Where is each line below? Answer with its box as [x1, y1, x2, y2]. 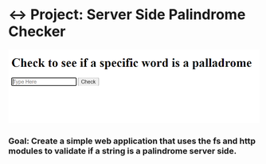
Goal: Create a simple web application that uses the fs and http [8, 135, 256, 146]
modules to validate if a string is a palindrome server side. [8, 146, 237, 157]
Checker [8, 22, 66, 41]
